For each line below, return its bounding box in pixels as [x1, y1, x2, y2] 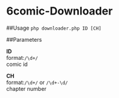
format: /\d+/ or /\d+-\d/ [6, 79, 69, 86]
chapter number [6, 85, 47, 92]
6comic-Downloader [6, 4, 113, 18]
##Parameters [6, 36, 42, 43]
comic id [6, 60, 28, 68]
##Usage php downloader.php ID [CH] [6, 24, 102, 31]
